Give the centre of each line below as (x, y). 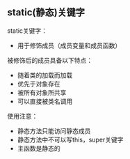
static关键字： (27, 31)
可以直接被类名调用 (45, 101)
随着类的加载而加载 (45, 75)
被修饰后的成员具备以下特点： (50, 60)
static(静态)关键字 (46, 13)
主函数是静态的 (39, 148)
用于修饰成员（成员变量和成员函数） (69, 45)
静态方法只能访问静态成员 (54, 130)
